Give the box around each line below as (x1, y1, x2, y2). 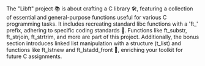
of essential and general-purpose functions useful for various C (6, 14, 167, 21)
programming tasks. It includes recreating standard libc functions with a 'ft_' (6, 20, 199, 28)
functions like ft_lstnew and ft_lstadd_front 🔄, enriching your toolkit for (6, 46, 184, 53)
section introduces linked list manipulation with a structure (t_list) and (6, 40, 182, 47)
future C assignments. (6, 53, 62, 60)
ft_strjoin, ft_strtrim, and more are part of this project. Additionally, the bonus (6, 33, 199, 40)
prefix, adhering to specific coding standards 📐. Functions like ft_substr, (6, 27, 187, 34)
